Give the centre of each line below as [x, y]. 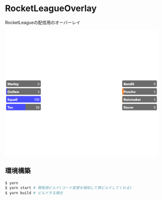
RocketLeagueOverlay [51, 8]
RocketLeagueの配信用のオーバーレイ [43, 22]
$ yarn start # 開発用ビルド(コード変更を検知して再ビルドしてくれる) [68, 188]
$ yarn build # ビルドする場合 [34, 193]
